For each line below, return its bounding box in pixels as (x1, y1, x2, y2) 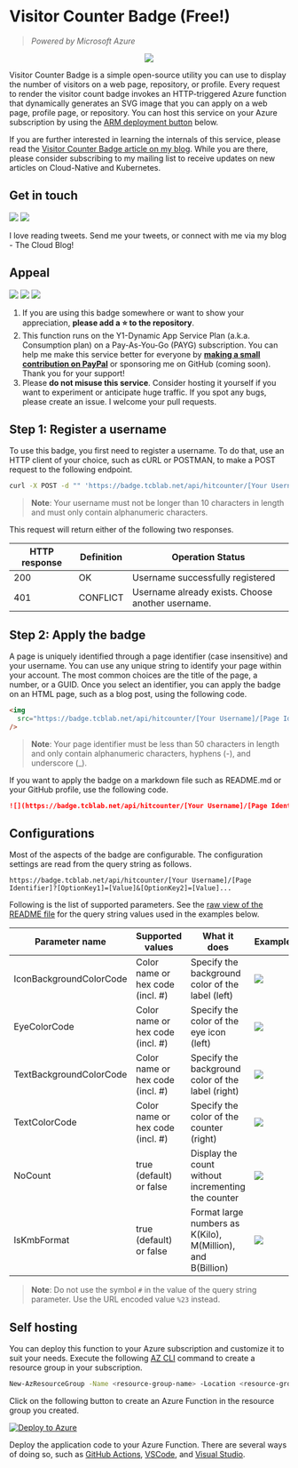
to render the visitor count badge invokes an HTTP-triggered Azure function (9, 88, 286, 99)
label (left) (190, 990, 233, 1002)
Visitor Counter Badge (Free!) (9, 6, 231, 27)
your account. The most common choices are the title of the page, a (9, 670, 258, 681)
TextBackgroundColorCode (13, 1069, 128, 1081)
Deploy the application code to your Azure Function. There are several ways (9, 1440, 287, 1450)
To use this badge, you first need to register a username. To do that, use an (9, 445, 285, 456)
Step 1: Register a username (9, 421, 167, 437)
